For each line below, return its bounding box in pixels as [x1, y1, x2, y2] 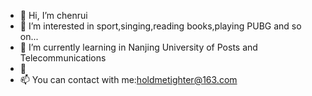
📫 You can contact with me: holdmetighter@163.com [19, 74, 238, 85]
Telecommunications [19, 52, 107, 64]
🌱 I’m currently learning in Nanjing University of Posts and [19, 41, 258, 53]
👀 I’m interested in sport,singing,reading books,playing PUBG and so [19, 20, 302, 32]
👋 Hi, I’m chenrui [19, 10, 88, 21]
